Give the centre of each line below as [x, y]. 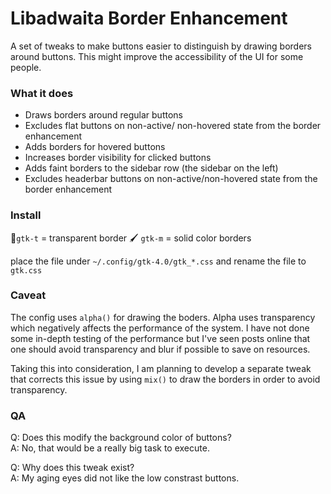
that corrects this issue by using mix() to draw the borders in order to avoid [165, 379]
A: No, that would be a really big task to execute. [110, 448]
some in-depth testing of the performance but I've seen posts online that [160, 338]
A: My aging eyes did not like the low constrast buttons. [125, 478]
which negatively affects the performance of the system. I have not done [160, 328]
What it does [42, 93]
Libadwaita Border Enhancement [149, 18]
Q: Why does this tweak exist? [72, 468]
